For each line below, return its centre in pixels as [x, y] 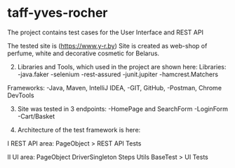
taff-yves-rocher [58, 13]
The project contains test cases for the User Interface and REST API [105, 32]
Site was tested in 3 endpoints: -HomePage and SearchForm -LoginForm [122, 108]
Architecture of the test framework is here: [79, 129]
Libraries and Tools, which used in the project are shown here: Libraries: [122, 66]
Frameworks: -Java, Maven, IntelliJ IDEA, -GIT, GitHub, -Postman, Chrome [115, 87]
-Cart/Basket [36, 116]
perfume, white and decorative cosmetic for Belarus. [83, 53]
